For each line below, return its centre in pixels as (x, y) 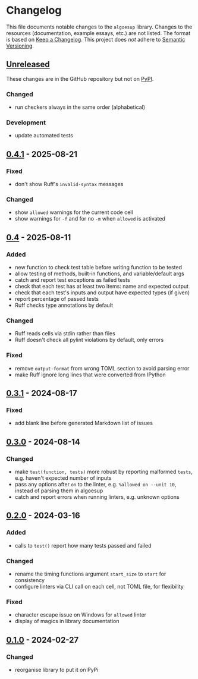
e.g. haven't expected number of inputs (63, 478)
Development (26, 122)
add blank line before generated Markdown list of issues (84, 423)
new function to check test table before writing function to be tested (98, 268)
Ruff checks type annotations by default (64, 305)
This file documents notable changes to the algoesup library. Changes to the (99, 27)
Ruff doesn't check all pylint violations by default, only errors (89, 340)
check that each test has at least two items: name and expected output (102, 287)
